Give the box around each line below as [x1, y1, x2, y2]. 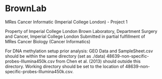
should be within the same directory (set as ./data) [5, 53, 105, 59]
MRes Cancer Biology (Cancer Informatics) [5, 38, 90, 44]
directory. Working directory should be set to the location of [5, 63, 124, 69]
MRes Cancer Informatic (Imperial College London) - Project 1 [5, 19, 128, 25]
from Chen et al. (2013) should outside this [56, 58, 141, 64]
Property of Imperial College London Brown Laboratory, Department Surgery [5, 28, 158, 34]
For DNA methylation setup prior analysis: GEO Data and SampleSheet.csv [5, 48, 153, 54]
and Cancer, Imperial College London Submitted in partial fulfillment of [5, 33, 146, 39]
